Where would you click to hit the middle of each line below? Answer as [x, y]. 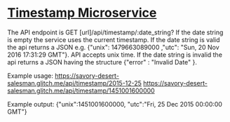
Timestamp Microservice [82, 13]
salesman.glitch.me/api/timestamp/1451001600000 [81, 90]
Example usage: [31, 76]
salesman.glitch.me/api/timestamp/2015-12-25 [75, 83]
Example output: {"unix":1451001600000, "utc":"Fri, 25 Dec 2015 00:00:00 [115, 104]
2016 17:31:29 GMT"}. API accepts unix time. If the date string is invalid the [115, 55]
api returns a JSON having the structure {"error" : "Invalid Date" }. [102, 62]
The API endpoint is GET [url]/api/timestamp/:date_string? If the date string [115, 32]
